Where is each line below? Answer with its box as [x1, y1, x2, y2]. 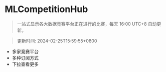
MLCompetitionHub [5, 4, 88, 15]
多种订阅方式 [12, 54, 39, 61]
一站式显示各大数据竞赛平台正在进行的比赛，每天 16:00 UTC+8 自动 [17, 21, 157, 27]
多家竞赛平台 [12, 48, 39, 54]
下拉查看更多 [12, 61, 39, 67]
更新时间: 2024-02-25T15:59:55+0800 [17, 38, 97, 44]
